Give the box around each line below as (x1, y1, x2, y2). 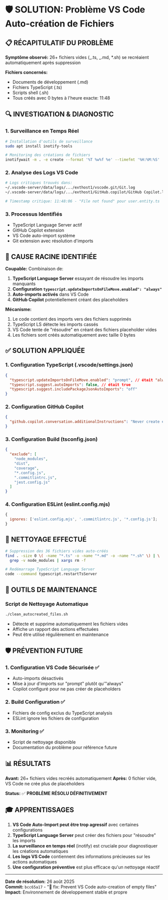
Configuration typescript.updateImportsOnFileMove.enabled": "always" (12, 286, 162, 292)
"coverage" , (14, 466, 39, 471)
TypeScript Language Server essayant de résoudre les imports (12, 276, 144, 282)
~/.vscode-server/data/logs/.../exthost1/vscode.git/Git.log (5, 185, 135, 190)
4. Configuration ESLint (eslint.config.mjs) (5, 501, 110, 508)
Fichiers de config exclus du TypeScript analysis (12, 710, 112, 716)
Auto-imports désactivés (12, 675, 63, 681)
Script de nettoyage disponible (12, 739, 76, 745)
